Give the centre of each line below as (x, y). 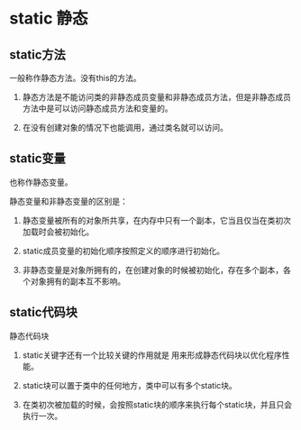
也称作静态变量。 (41, 182)
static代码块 (44, 312)
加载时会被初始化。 (58, 232)
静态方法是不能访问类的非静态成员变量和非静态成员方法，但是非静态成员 (156, 97)
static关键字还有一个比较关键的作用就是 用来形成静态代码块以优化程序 (152, 355)
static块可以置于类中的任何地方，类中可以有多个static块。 (129, 385)
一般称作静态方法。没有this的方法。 (75, 78)
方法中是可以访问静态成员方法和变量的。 (97, 108)
